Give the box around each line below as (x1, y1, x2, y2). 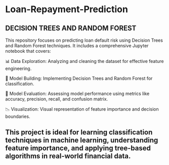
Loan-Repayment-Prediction (5, 4, 128, 15)
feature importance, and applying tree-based (5, 144, 151, 153)
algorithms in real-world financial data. (5, 152, 131, 160)
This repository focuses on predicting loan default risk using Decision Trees (5, 37, 163, 43)
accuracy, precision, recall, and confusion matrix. (5, 96, 108, 102)
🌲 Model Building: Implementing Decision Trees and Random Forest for (5, 75, 153, 81)
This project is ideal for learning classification (5, 128, 153, 137)
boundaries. (5, 113, 30, 119)
